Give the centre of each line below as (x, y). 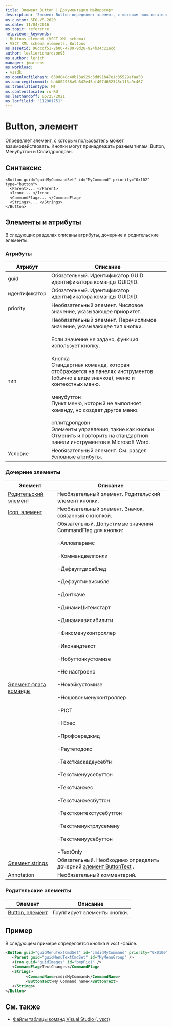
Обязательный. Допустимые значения (105, 524)
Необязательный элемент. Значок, (101, 509)
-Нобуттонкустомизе (84, 659)
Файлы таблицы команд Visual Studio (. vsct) (61, 1019)
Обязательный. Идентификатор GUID (97, 276)
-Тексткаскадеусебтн (84, 762)
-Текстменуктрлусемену (89, 826)
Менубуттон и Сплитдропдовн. (39, 152)
